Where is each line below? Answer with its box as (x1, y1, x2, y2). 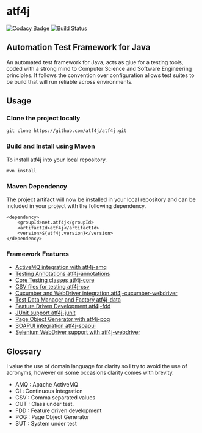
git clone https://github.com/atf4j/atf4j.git (6, 128, 127, 134)
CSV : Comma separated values (15, 394, 96, 401)
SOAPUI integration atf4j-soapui (15, 322, 96, 330)
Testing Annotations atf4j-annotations (15, 270, 110, 278)
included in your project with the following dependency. (6, 202, 146, 210)
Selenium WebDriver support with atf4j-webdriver (15, 328, 140, 336)
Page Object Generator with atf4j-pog (15, 316, 110, 323)
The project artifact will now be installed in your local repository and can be (6, 196, 197, 203)
